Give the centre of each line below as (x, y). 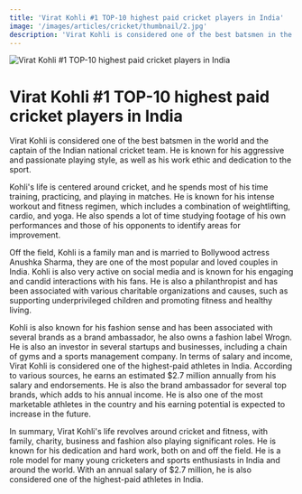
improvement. (35, 235)
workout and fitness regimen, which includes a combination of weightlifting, (150, 206)
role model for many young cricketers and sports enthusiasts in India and (145, 461)
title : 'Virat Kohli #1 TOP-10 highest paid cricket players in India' (146, 18)
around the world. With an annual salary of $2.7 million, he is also (131, 470)
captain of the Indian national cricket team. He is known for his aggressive (147, 151)
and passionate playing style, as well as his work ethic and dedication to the (151, 160)
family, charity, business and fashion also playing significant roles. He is (143, 441)
